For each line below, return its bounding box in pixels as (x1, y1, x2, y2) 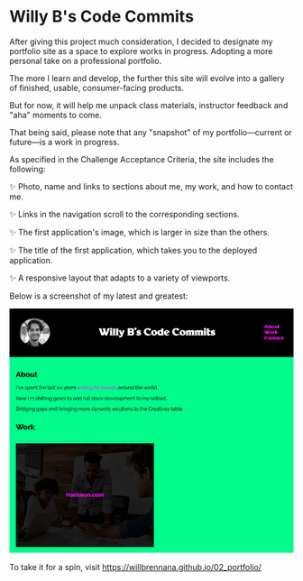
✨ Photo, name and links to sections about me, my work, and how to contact (9, 180, 293, 191)
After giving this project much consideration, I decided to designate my (9, 36, 273, 47)
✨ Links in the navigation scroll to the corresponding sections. (9, 208, 241, 219)
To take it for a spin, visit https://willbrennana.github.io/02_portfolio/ (9, 561, 262, 572)
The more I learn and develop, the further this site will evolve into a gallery (9, 72, 285, 83)
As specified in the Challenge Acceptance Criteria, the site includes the (9, 153, 274, 164)
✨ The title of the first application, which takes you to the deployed (9, 244, 258, 255)
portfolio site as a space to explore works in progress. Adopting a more (9, 45, 273, 56)
